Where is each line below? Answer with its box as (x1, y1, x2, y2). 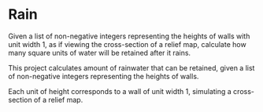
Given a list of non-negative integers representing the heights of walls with (8, 31, 250, 41)
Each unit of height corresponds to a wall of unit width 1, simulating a (8, 86, 232, 96)
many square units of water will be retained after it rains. (8, 48, 191, 57)
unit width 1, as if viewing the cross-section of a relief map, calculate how (8, 39, 246, 49)
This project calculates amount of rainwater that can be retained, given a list (8, 63, 255, 72)
